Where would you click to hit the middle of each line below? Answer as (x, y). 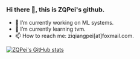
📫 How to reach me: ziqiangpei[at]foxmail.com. (75, 36)
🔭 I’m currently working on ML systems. (64, 23)
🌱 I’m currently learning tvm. (50, 29)
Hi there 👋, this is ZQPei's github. (56, 10)
